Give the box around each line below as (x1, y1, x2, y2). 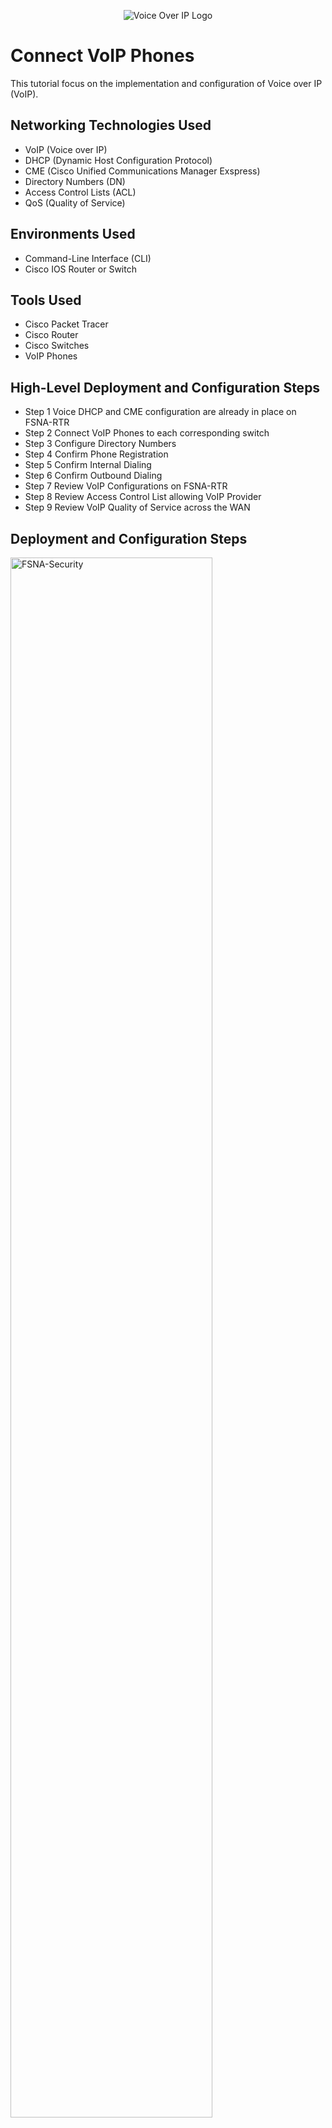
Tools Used (10, 291, 82, 309)
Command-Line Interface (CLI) (24, 252, 152, 264)
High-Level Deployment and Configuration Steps (10, 379, 321, 396)
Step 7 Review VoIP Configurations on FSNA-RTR (24, 480, 228, 492)
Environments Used (10, 226, 136, 243)
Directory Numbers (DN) (24, 175, 126, 187)
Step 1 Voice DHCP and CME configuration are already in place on (24, 406, 297, 418)
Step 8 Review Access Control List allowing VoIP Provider (24, 491, 262, 503)
